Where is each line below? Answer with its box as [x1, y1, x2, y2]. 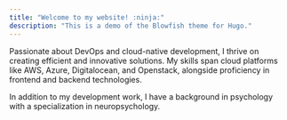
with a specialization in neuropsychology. [9, 100, 161, 111]
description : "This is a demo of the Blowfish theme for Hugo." [9, 21, 252, 30]
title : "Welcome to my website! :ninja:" [9, 12, 165, 22]
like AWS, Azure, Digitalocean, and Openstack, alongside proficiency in [9, 64, 270, 76]
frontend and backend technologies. [9, 74, 142, 84]
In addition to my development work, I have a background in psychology [9, 91, 274, 102]
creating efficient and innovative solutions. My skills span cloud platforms [9, 55, 278, 66]
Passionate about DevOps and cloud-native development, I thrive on [9, 45, 259, 56]
